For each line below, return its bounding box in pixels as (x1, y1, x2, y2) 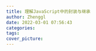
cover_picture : (6, 36, 44, 42)
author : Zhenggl (6, 14, 46, 20)
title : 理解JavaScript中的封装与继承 (6, 8, 91, 15)
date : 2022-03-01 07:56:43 (6, 19, 72, 25)
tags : (6, 30, 19, 36)
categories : (6, 25, 35, 31)
